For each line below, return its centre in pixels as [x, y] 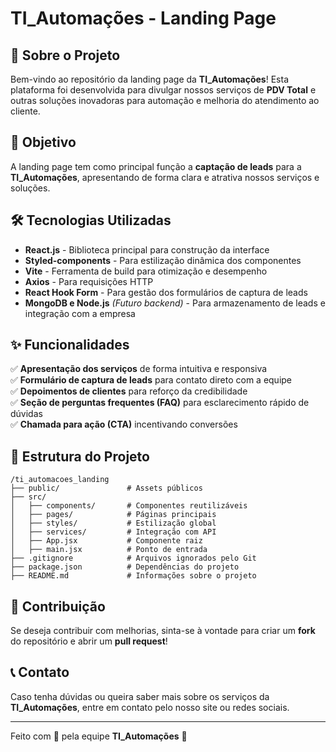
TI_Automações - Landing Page [143, 18]
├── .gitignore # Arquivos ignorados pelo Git [133, 558]
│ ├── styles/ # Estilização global [113, 523]
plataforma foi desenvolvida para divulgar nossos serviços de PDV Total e [163, 90]
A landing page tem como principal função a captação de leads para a [156, 166]
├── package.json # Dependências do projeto [125, 567]
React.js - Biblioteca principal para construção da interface [147, 249]
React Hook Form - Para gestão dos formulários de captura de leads [166, 292]
